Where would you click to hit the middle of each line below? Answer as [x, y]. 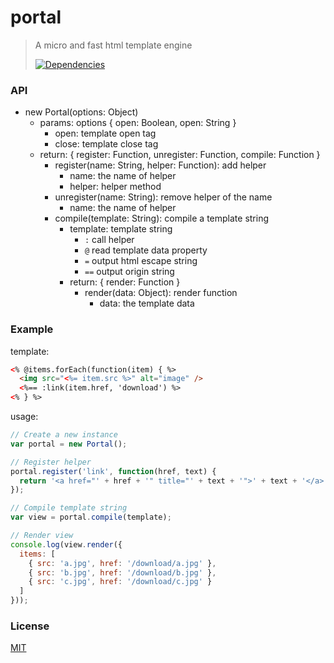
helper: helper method [115, 187]
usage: [24, 417]
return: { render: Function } [125, 282]
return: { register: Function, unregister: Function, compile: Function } [180, 155]
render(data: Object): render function [161, 293]
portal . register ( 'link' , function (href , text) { [113, 471]
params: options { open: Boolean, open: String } [138, 123]
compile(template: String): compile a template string [162, 218]
